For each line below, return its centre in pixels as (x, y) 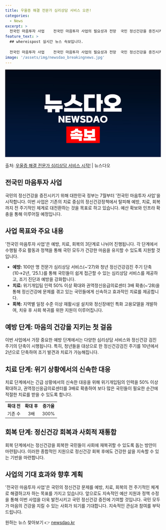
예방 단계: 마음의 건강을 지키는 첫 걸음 (59, 327)
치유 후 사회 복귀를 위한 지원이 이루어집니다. (61, 310)
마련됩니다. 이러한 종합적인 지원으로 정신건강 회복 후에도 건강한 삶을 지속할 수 (80, 451)
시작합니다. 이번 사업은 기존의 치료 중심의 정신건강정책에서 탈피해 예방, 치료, (78, 201)
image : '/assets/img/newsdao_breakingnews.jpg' (55, 57)
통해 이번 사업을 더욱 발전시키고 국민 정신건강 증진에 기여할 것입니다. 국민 (81, 500)
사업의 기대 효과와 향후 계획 (44, 474)
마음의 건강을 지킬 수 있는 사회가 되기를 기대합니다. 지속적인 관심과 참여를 (81, 506)
